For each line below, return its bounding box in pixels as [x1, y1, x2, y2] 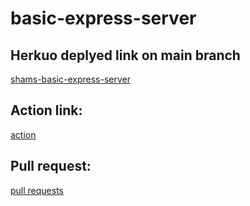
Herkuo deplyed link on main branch [10, 47, 241, 64]
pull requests [10, 184, 65, 196]
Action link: [10, 102, 83, 119]
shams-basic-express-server [10, 73, 131, 85]
